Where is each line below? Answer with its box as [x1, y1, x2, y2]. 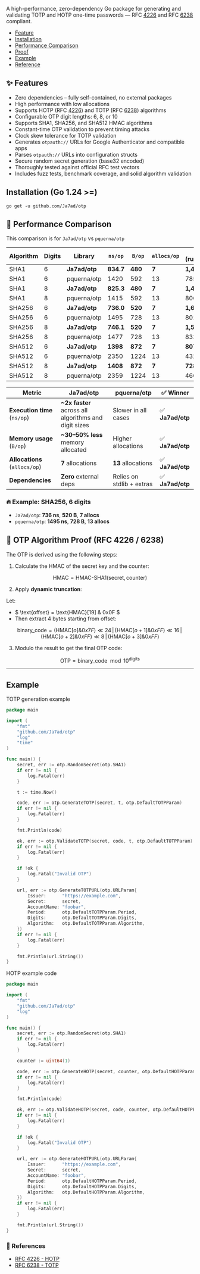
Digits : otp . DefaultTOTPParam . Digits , [27, 915, 137, 921]
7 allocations [60, 459, 97, 467]
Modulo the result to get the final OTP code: [14, 644, 123, 651]
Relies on [112, 473, 139, 481]
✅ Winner [161, 389, 189, 397]
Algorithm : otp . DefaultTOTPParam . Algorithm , [27, 921, 145, 927]
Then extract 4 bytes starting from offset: [14, 615, 117, 622]
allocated [60, 446, 87, 454]
